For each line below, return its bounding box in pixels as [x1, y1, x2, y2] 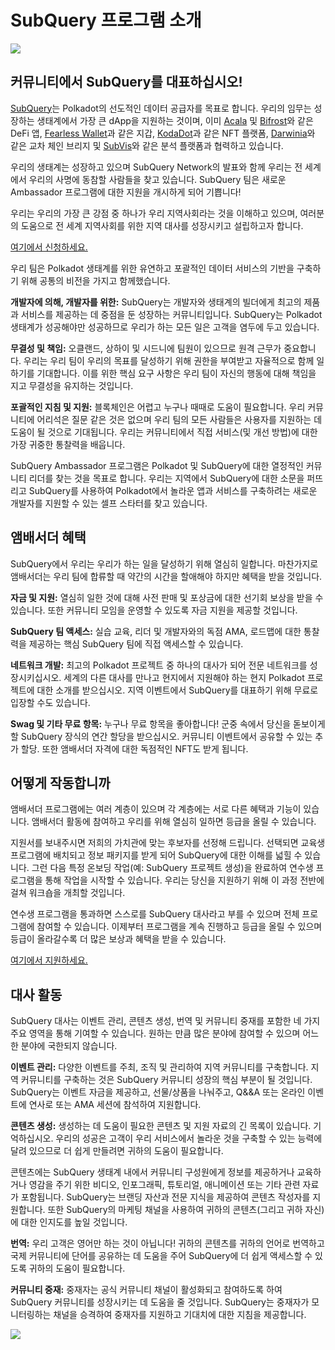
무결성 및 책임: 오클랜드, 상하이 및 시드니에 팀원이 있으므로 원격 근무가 [10, 342, 282, 354]
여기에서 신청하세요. [10, 241, 88, 253]
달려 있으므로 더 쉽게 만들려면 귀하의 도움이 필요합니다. [10, 1145, 224, 1157]
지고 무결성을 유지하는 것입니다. [10, 379, 134, 391]
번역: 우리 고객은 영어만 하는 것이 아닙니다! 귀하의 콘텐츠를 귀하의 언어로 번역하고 [10, 1237, 325, 1250]
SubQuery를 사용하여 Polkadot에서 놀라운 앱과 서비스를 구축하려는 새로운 [28, 484, 318, 496]
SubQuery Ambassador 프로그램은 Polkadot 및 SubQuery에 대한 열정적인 [10, 459, 304, 471]
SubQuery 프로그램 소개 [10, 9, 202, 32]
